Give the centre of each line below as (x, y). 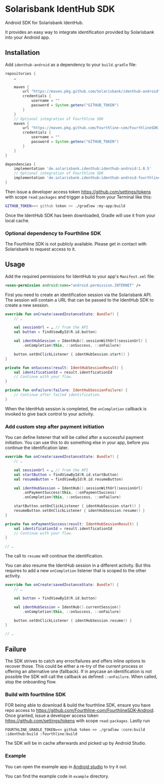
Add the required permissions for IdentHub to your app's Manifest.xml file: (80, 276)
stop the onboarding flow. (31, 682)
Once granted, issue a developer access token (52, 716)
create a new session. (27, 305)
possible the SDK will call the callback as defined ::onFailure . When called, (81, 676)
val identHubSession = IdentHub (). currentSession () (67, 607)
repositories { (20, 74)
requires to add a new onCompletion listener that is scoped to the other (76, 571)
